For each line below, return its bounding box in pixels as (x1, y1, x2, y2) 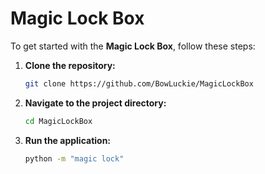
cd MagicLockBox (24, 116, 93, 126)
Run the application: (24, 134, 112, 146)
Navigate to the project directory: (24, 97, 167, 109)
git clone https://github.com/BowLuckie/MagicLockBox (24, 78, 254, 89)
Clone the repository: (24, 59, 116, 71)
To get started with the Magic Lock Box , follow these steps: (10, 40, 256, 52)
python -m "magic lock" (24, 153, 125, 164)
